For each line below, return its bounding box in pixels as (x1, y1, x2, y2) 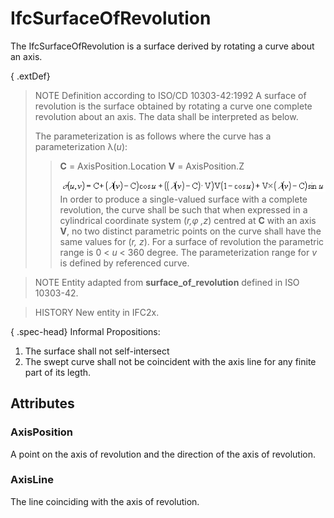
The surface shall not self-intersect (24, 345, 170, 357)
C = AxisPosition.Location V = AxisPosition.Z (59, 160, 245, 172)
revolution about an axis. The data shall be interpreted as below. (34, 110, 299, 122)
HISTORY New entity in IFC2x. (34, 306, 160, 318)
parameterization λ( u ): (34, 140, 128, 152)
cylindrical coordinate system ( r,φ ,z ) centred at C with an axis (59, 214, 317, 226)
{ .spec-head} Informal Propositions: (10, 325, 161, 337)
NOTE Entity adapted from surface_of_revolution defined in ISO (34, 276, 300, 288)
